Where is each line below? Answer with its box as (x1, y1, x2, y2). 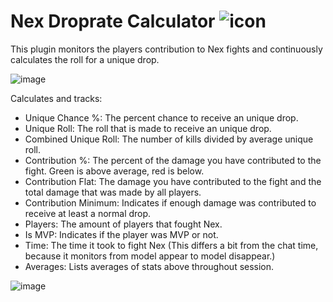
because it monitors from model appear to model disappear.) (24, 250, 276, 262)
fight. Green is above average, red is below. (24, 165, 205, 177)
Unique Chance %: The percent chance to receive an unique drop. (24, 111, 299, 124)
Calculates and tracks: (10, 92, 103, 104)
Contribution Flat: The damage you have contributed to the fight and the (24, 175, 322, 187)
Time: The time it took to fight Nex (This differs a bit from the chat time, (24, 239, 319, 251)
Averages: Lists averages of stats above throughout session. (24, 260, 275, 272)
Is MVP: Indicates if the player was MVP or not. (24, 228, 219, 240)
